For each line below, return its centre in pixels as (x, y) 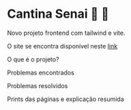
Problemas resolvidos (38, 85)
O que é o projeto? (33, 59)
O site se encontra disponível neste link (62, 46)
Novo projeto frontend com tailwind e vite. (66, 33)
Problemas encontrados (41, 72)
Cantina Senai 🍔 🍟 (58, 14)
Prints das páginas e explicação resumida (65, 99)
